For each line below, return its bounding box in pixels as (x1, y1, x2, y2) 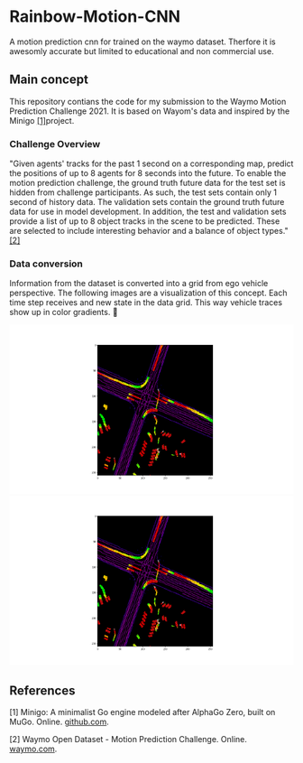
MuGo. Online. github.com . (9, 716, 110, 728)
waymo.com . (9, 743, 58, 755)
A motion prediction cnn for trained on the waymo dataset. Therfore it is (9, 36, 277, 47)
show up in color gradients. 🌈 (9, 307, 119, 318)
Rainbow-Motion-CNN (9, 6, 181, 27)
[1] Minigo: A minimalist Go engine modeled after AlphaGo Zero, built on (9, 707, 276, 718)
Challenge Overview (9, 137, 101, 150)
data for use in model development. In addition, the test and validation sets (9, 206, 287, 218)
